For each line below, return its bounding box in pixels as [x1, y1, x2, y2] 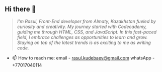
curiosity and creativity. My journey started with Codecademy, [17, 23, 147, 29]
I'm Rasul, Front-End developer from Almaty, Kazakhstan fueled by [17, 18, 156, 24]
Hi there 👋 [5, 5, 36, 13]
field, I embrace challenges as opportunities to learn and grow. [17, 34, 148, 40]
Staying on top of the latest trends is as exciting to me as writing [17, 39, 151, 45]
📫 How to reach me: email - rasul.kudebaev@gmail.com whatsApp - [12, 54, 155, 60]
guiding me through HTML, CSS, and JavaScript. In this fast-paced [17, 28, 157, 35]
